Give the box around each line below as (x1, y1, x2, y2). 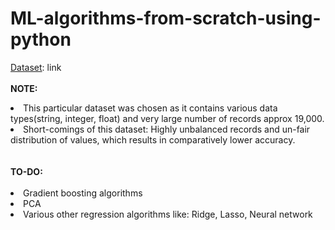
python (10, 28, 72, 51)
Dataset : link (10, 61, 62, 73)
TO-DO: (10, 165, 43, 177)
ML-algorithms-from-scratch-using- (10, 7, 322, 30)
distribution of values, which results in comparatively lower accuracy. (10, 133, 296, 146)
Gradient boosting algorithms (23, 187, 143, 199)
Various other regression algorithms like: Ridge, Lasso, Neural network (23, 208, 313, 220)
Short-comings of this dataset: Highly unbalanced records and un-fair (23, 123, 311, 135)
